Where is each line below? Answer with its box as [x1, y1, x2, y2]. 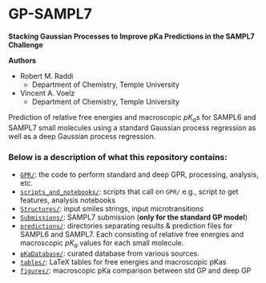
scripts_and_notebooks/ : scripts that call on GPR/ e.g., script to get [19, 187, 239, 197]
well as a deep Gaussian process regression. [8, 131, 156, 141]
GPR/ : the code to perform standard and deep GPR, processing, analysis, [19, 170, 259, 179]
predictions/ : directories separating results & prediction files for [19, 221, 233, 231]
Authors [8, 55, 37, 65]
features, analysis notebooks [19, 195, 116, 205]
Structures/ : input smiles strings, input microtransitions [19, 204, 204, 214]
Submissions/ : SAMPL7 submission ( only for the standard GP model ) [19, 212, 248, 222]
